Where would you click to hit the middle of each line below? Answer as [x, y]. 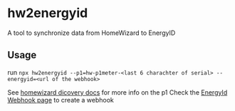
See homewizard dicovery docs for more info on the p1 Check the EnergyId [117, 92]
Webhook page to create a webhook [61, 100]
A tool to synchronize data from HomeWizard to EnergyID [92, 33]
